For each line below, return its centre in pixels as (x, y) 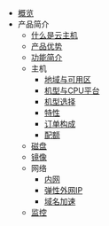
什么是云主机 (54, 35)
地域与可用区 (67, 79)
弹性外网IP (63, 190)
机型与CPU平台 (72, 90)
